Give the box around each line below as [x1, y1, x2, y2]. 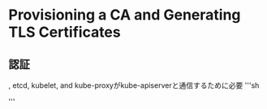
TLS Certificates [8, 23, 121, 41]
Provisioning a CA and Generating [8, 6, 241, 24]
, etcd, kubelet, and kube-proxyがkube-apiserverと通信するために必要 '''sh [8, 81, 260, 90]
